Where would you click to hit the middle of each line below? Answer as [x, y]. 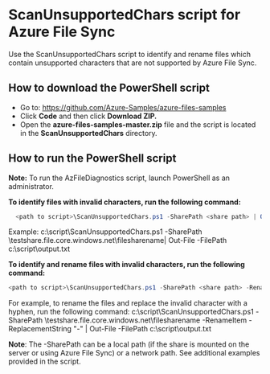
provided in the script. [45, 362]
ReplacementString [40, 329]
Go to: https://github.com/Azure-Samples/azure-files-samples [123, 107]
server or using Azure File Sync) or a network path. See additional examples [134, 353]
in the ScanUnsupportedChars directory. [89, 133]
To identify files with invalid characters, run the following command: [125, 202]
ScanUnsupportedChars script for [125, 15]
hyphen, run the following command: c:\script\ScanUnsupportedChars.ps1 [131, 312]
